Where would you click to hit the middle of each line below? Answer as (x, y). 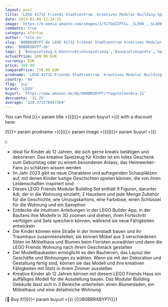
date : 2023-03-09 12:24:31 (33, 19)
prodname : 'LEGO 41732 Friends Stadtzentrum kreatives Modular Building (84, 75)
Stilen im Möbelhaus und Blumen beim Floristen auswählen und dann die (87, 242)
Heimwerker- (142, 162)
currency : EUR (20, 61)
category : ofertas (24, 33)
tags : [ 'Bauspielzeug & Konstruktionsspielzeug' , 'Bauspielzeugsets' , (80, 51)
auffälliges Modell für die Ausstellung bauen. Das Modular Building (81, 279)
